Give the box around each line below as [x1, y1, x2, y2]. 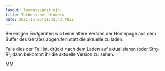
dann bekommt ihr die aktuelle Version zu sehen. [12, 51, 114, 57]
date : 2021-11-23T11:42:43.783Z [5, 17, 74, 22]
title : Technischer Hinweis [5, 12, 65, 17]
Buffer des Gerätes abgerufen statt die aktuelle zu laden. [5, 36, 124, 42]
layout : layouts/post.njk [5, 7, 60, 13]
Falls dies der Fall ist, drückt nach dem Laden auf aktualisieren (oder [5, 46, 148, 52]
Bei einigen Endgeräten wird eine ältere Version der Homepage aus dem [5, 31, 156, 37]
